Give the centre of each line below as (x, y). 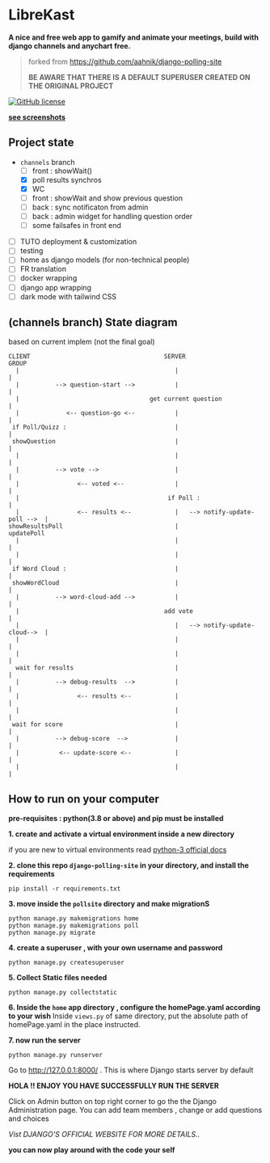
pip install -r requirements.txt (65, 889)
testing (32, 251)
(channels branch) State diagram (93, 322)
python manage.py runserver (56, 1055)
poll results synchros (67, 180)
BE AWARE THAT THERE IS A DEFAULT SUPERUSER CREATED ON (139, 77)
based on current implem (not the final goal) (82, 342)
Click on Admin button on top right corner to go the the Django (112, 1102)
